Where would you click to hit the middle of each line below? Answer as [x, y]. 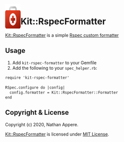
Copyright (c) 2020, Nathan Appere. [42, 124]
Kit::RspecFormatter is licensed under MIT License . [57, 134]
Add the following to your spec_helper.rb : [55, 68]
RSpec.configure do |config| [35, 88]
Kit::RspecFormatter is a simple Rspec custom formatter [62, 35]
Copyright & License [37, 113]
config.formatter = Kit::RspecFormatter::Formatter [64, 93]
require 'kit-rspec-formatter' [37, 78]
